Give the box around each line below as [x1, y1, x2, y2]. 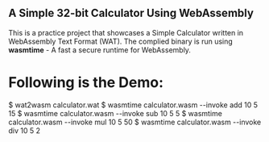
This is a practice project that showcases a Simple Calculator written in [8, 27, 244, 37]
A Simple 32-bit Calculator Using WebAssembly [8, 6, 254, 20]
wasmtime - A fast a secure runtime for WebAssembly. [8, 44, 192, 55]
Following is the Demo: [8, 73, 163, 91]
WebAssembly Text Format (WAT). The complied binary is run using [8, 36, 234, 46]
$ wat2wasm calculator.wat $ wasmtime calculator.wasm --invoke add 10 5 [8, 100, 259, 110]
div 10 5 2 [8, 125, 41, 136]
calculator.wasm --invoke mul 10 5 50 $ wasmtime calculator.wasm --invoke [8, 117, 262, 127]
